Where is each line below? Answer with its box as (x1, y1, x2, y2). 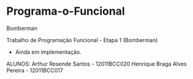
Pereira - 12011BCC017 (6, 66, 63, 74)
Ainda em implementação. (15, 48, 81, 56)
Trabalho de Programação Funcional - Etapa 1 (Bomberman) (6, 36, 158, 43)
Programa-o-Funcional (6, 4, 126, 18)
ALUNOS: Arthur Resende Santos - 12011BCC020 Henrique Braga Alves (6, 60, 187, 67)
